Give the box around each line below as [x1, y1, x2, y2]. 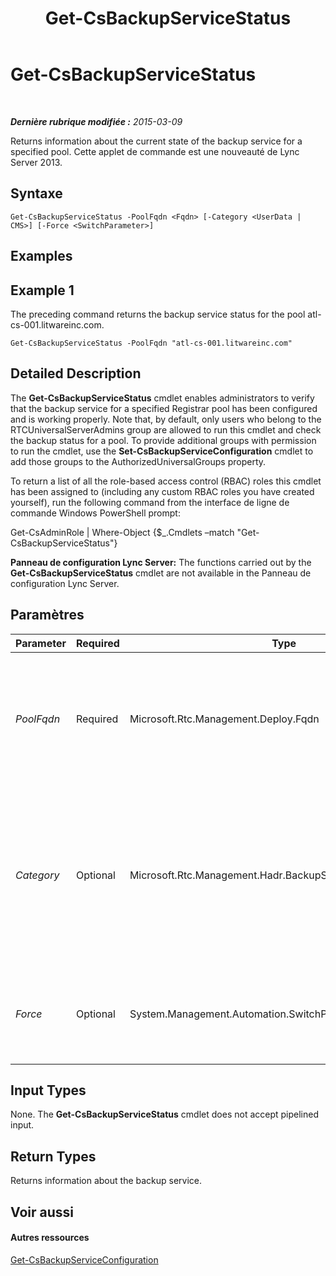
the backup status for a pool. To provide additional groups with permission [10, 434, 317, 446]
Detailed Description [10, 365, 142, 382]
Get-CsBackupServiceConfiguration [10, 1253, 159, 1266]
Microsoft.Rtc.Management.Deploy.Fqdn [129, 712, 320, 726]
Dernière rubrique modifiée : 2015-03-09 [10, 115, 183, 127]
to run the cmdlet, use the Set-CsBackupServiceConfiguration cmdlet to [10, 445, 314, 457]
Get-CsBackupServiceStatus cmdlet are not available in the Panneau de [10, 567, 312, 579]
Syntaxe [10, 185, 63, 202]
